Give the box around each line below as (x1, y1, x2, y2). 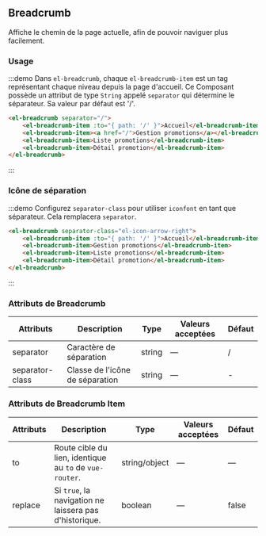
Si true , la (54, 484, 91, 496)
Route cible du (54, 442, 108, 453)
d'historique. (54, 515, 101, 526)
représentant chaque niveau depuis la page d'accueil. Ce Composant (8, 82, 234, 92)
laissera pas (54, 504, 99, 515)
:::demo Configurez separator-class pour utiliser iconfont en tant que (8, 203, 236, 212)
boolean (121, 500, 152, 511)
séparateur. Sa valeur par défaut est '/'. (8, 99, 136, 109)
